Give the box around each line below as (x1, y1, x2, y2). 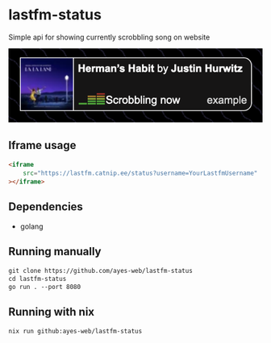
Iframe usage (8, 138, 77, 152)
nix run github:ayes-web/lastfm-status (8, 328, 143, 336)
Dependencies (8, 200, 83, 214)
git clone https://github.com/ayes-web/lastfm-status (8, 267, 194, 275)
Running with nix (8, 304, 95, 319)
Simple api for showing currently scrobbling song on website (8, 32, 211, 42)
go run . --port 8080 (8, 283, 81, 291)
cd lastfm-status (8, 275, 67, 283)
